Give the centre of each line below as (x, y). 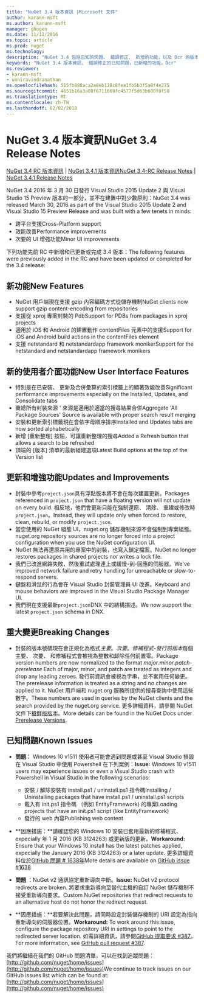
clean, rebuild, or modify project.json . (63, 522)
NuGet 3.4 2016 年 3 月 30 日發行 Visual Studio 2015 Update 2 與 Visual (96, 190)
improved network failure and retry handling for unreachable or (94, 570)
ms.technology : (25, 52)
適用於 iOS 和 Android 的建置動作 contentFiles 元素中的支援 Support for (104, 330)
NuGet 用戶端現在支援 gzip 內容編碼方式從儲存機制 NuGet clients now (101, 302)
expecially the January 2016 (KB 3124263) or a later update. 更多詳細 (101, 853)
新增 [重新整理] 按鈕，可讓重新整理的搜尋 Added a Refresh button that (102, 436)
